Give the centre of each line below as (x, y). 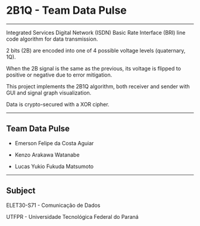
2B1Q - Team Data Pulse (66, 10)
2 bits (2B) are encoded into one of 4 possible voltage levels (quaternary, (96, 50)
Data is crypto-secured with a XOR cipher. (58, 104)
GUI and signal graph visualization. (49, 93)
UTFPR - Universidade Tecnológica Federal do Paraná (72, 216)
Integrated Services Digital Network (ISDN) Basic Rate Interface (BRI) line (96, 32)
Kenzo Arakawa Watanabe (47, 155)
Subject (21, 191)
